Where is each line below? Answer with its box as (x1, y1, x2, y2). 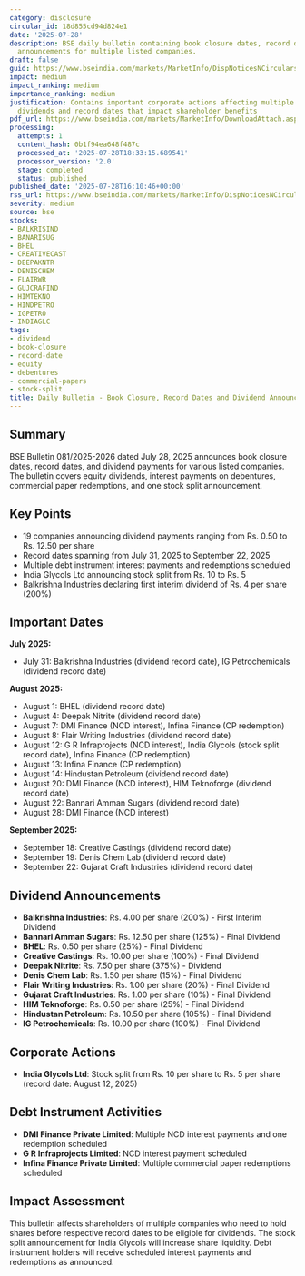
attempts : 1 (17, 132, 64, 141)
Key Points (9, 506, 72, 522)
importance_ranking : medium (9, 89, 116, 98)
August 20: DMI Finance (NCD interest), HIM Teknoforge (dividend (22, 778, 271, 789)
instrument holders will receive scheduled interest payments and (9, 1246, 251, 1258)
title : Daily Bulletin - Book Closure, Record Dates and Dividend (9, 393, 266, 402)
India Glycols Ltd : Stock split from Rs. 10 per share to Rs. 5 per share (22, 1069, 281, 1080)
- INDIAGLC (9, 317, 51, 327)
